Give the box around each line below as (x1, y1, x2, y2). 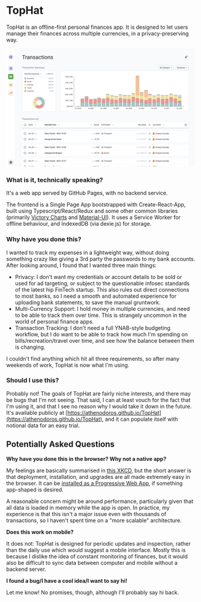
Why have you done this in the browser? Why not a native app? (6, 455, 167, 462)
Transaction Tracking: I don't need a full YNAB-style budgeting (14, 324, 171, 331)
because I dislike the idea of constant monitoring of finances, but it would (6, 553, 188, 560)
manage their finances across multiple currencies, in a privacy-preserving (6, 29, 189, 37)
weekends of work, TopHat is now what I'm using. (6, 361, 130, 369)
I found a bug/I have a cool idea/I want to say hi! (6, 577, 128, 584)
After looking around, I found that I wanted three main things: (6, 262, 157, 269)
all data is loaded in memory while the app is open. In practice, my (6, 504, 170, 511)
